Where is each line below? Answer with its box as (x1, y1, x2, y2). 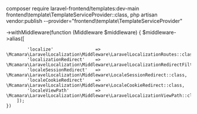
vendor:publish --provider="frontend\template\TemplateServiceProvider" (6, 18, 183, 24)
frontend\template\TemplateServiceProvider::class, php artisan (6, 11, 158, 18)
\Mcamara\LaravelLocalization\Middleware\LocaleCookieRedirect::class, (6, 82, 185, 88)
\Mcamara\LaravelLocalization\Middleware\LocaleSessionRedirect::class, (6, 72, 188, 78)
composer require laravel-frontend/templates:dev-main (6, 5, 140, 12)
